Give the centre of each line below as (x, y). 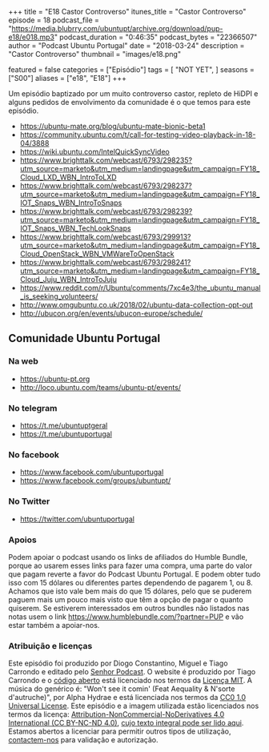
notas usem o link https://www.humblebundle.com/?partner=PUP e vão (126, 617)
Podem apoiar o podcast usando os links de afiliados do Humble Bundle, (128, 557)
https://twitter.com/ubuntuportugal (77, 519)
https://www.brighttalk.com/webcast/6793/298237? (106, 186)
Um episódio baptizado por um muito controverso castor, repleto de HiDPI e (133, 94)
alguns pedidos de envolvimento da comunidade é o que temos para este (129, 102)
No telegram (33, 408)
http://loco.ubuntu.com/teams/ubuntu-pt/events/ (100, 387)
